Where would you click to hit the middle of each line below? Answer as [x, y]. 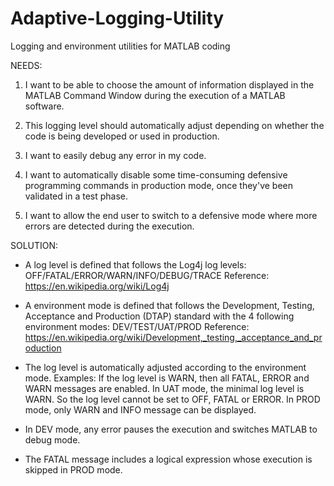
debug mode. [52, 439]
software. [44, 106]
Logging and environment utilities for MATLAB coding [120, 46]
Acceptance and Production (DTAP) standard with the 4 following [159, 316]
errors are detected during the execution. [109, 226]
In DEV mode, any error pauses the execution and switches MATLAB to [171, 429]
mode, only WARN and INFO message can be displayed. [140, 409]
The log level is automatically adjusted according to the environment [165, 367]
